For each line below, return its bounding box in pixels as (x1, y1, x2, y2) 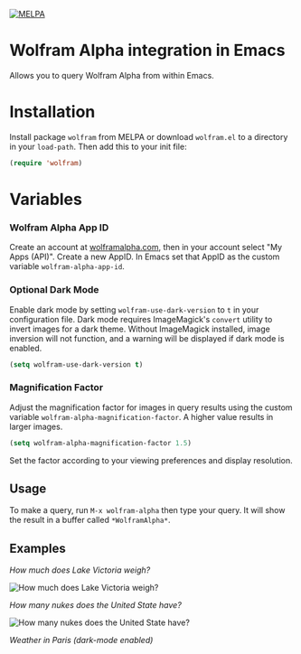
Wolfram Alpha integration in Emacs (9, 41, 286, 61)
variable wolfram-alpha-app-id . (9, 261, 125, 272)
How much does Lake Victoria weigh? (9, 565, 151, 575)
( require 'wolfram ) (9, 158, 83, 167)
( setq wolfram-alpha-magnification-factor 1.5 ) (9, 438, 193, 447)
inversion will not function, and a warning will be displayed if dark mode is (9, 332, 285, 343)
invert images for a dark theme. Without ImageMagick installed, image (9, 323, 271, 334)
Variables (9, 189, 83, 210)
